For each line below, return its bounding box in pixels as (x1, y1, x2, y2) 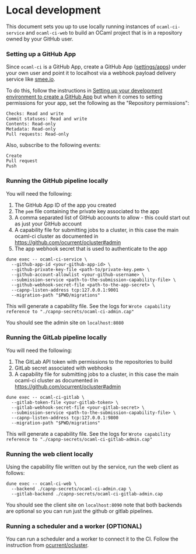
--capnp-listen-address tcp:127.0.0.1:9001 (11, 287, 118, 293)
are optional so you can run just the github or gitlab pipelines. (6, 508, 153, 515)
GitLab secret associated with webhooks (14, 364, 113, 371)
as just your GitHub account (14, 220, 82, 227)
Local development (6, 4, 101, 17)
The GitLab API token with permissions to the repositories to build (14, 358, 173, 365)
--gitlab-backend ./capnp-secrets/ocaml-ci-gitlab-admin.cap (11, 491, 163, 497)
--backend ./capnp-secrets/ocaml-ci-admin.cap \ (11, 486, 132, 492)
